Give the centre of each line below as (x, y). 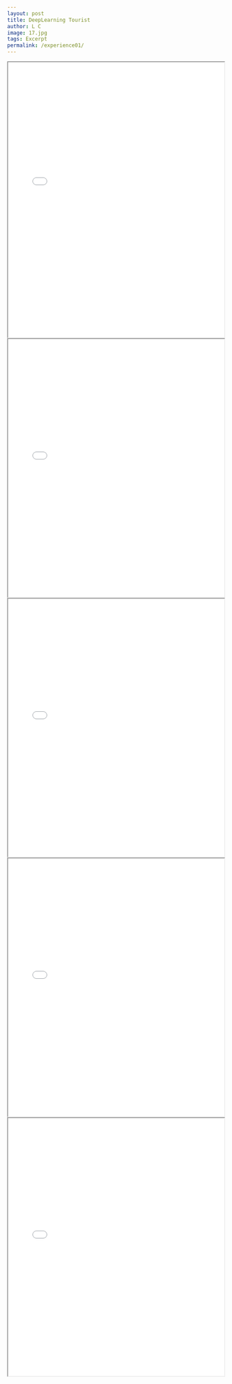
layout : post (26, 13)
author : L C (24, 26)
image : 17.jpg (27, 33)
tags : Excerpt (27, 39)
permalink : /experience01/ (46, 45)
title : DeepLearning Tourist (49, 20)
